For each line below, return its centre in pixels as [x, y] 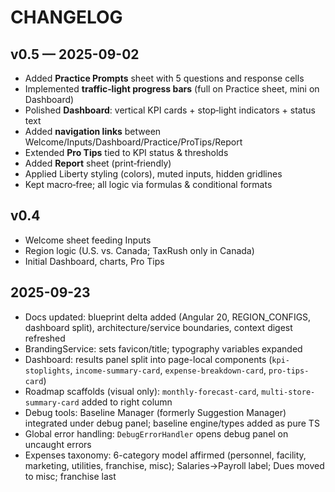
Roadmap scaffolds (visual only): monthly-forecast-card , [142, 391]
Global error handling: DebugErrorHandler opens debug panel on [156, 433]
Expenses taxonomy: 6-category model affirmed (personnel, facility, [165, 455]
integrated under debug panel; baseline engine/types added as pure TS [172, 423]
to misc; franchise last [70, 476]
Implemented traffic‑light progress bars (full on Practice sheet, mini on [172, 89]
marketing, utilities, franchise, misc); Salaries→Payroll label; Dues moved [174, 465]
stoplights [47, 371]
